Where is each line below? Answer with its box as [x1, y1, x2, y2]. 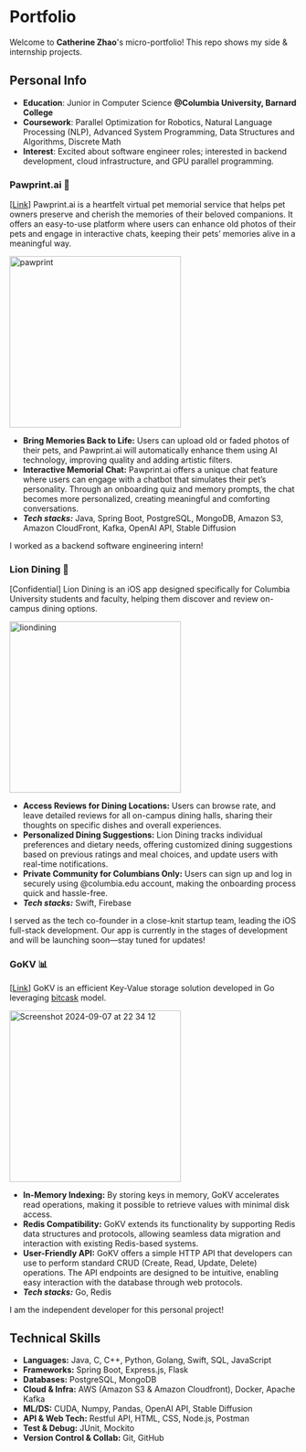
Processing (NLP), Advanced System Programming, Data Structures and [22, 126, 295, 137]
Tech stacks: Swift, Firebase [22, 898, 132, 909]
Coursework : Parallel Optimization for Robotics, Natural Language [22, 116, 272, 127]
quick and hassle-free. [22, 888, 108, 899]
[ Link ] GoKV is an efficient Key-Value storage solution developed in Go [9, 982, 275, 993]
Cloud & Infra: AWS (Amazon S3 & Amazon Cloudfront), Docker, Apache [22, 1383, 296, 1395]
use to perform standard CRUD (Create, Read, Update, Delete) [22, 1257, 258, 1268]
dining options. [41, 603, 98, 614]
